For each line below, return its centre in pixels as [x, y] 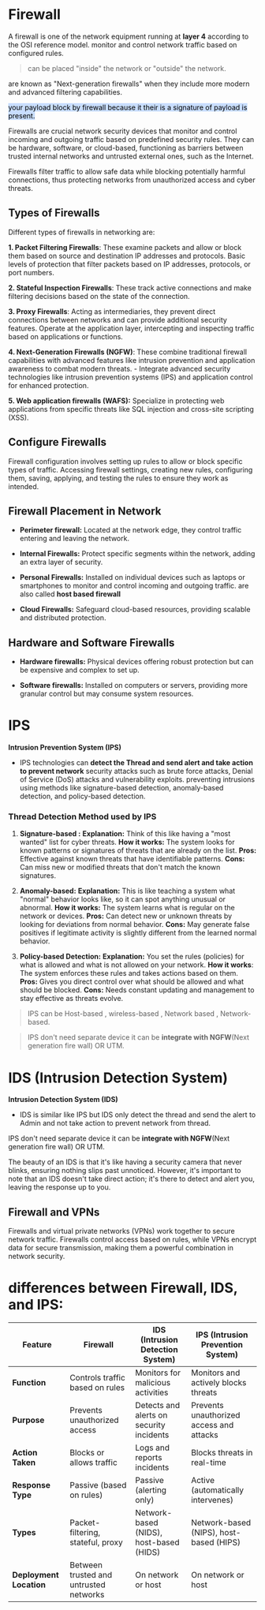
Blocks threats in [222, 1453]
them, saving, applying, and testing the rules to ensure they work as [118, 478]
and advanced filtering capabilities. [65, 92]
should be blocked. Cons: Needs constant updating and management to [137, 990]
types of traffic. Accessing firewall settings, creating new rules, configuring [131, 469]
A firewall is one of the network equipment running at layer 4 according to [129, 36]
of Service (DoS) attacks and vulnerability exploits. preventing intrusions [137, 779]
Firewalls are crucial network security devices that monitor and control [123, 131]
